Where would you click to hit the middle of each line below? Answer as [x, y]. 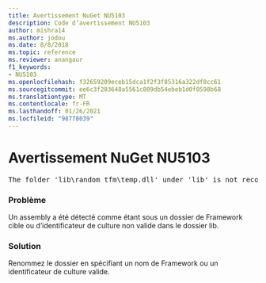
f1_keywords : [30, 67]
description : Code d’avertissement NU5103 [79, 23]
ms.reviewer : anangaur [46, 60]
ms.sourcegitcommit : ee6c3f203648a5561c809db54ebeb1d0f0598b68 [115, 89]
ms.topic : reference [42, 52]
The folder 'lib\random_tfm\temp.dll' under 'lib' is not [123, 180]
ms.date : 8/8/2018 [38, 45]
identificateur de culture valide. [59, 272]
